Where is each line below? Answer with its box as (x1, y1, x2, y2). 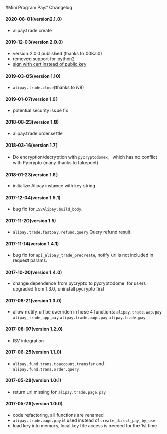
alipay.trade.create (12, 28, 52, 34)
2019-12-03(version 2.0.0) (5, 39, 63, 45)
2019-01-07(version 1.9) (5, 96, 58, 102)
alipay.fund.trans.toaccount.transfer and (12, 360, 104, 367)
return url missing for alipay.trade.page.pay (12, 389, 106, 395)
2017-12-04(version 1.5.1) (5, 195, 61, 201)
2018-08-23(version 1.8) (5, 119, 59, 125)
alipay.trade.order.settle (12, 130, 63, 137)
